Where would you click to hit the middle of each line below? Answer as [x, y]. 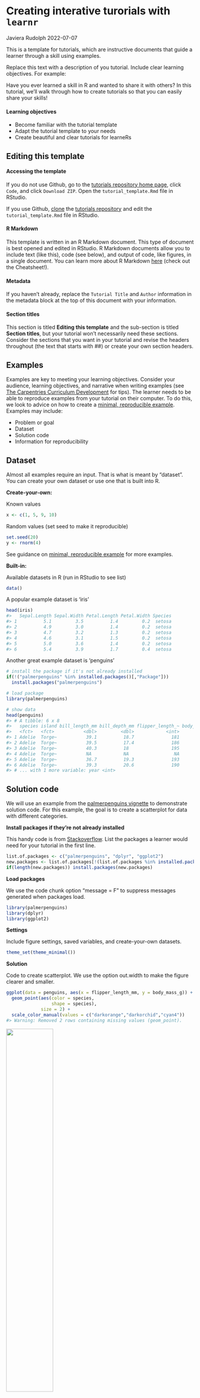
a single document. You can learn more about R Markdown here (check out [98, 261]
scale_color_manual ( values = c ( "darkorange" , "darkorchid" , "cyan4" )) [98, 1015]
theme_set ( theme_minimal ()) [41, 952]
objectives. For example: [36, 73]
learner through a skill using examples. [54, 55]
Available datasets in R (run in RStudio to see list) [66, 577]
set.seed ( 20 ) [22, 537]
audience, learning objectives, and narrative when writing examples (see [95, 386]
